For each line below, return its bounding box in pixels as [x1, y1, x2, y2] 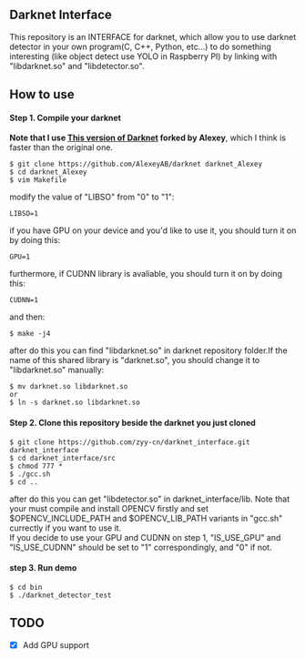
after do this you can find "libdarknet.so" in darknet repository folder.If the [9, 345, 289, 356]
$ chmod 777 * [9, 461, 64, 471]
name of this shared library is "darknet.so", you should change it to [9, 355, 260, 366]
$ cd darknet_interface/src [9, 453, 117, 462]
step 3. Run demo [9, 563, 77, 573]
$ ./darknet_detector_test [9, 591, 112, 600]
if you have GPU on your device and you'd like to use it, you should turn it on [9, 225, 297, 236]
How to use [9, 86, 75, 103]
